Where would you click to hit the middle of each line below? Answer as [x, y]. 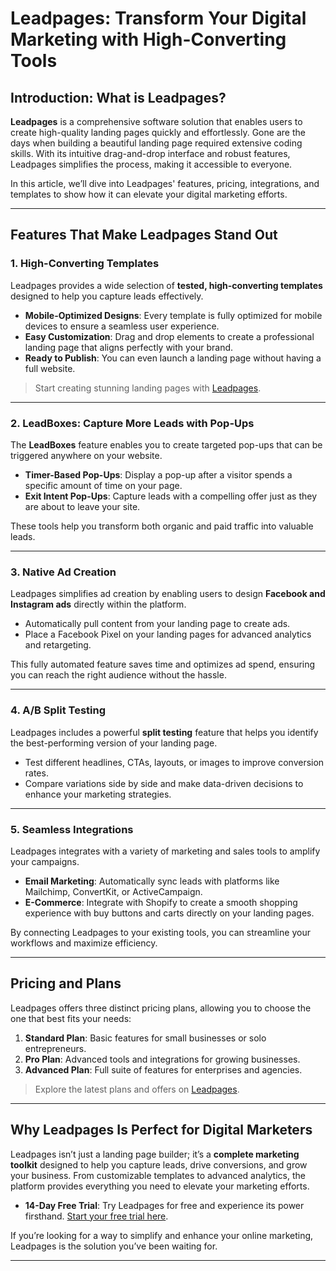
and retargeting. [58, 645]
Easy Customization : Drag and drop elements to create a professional [169, 336]
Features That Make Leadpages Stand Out [144, 235]
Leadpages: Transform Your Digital [158, 18]
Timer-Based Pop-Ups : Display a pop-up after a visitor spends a [158, 474]
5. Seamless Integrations [72, 829]
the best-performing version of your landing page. [114, 743]
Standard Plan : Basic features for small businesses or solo [145, 1038]
